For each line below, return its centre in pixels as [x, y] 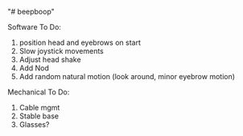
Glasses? [34, 124]
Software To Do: [35, 27]
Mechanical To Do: [39, 92]
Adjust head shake [50, 60]
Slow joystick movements [61, 51]
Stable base [39, 116]
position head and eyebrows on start [80, 42]
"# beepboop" [31, 12]
